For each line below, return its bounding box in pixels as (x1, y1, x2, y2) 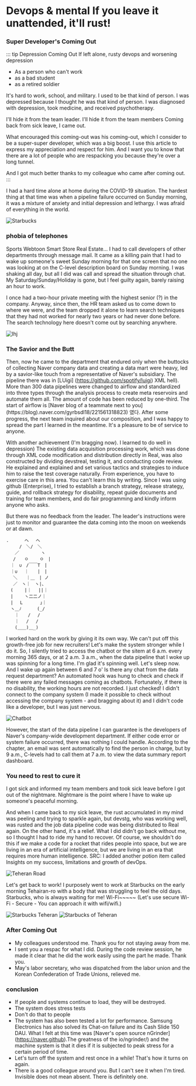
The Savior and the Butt (6, 344, 74, 353)
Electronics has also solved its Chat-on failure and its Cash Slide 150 (14, 1023, 180, 1030)
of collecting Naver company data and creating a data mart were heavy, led (6, 364, 188, 371)
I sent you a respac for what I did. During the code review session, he (14, 945, 182, 952)
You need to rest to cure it (6, 772, 81, 780)
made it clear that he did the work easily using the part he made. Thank (14, 952, 187, 959)
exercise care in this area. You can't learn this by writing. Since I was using (6, 476, 186, 484)
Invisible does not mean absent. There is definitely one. (14, 1073, 148, 1080)
